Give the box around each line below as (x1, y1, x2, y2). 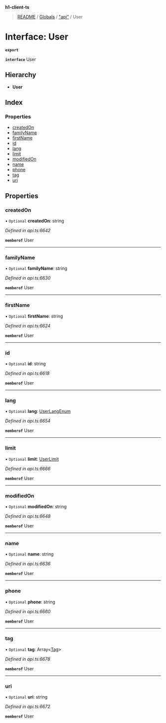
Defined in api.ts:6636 (5, 561, 51, 567)
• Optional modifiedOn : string (5, 503, 67, 509)
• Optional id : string (5, 361, 46, 367)
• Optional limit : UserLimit (5, 456, 59, 462)
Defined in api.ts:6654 (5, 418, 51, 424)
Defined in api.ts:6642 (5, 228, 51, 234)
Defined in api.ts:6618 (5, 370, 50, 377)
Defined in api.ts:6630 (5, 275, 51, 281)
